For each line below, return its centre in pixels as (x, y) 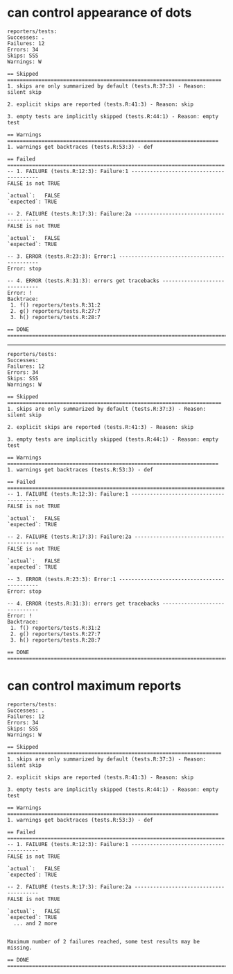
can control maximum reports (94, 686)
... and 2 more (35, 923)
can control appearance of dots (100, 13)
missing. (20, 948)
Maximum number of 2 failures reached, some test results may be (103, 941)
